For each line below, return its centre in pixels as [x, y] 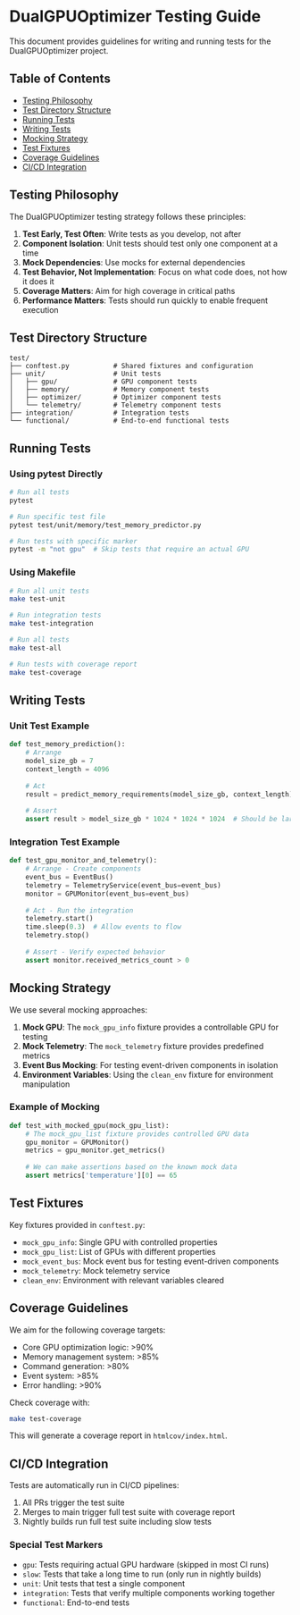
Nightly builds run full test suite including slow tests [117, 1522]
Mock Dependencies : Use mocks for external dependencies [133, 262]
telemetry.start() [59, 919]
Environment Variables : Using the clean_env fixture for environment [148, 1074]
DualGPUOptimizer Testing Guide [135, 17]
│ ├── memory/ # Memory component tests [109, 390]
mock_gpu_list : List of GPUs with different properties [119, 1251]
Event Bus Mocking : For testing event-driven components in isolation [150, 1064]
